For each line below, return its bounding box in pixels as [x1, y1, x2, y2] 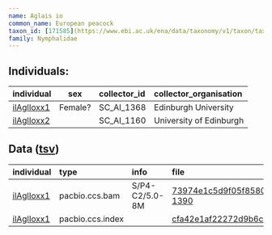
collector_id [98, 88, 146, 99]
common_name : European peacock [8, 19, 114, 27]
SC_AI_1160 [98, 115, 147, 126]
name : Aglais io [8, 11, 63, 20]
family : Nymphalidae [8, 34, 79, 43]
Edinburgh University [153, 102, 235, 113]
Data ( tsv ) [8, 142, 60, 156]
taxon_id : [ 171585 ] [8, 27, 74, 35]
